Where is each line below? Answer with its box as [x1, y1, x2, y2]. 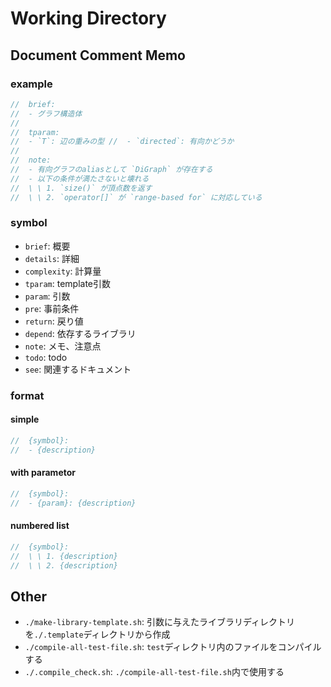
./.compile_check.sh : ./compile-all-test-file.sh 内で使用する [24, 666, 285, 678]
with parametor [10, 467, 77, 479]
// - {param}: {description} [10, 498, 137, 508]
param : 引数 [24, 290, 71, 302]
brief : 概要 [24, 240, 71, 252]
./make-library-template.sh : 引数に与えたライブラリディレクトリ [24, 616, 295, 628]
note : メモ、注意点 [24, 340, 102, 352]
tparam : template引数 [24, 277, 112, 289]
